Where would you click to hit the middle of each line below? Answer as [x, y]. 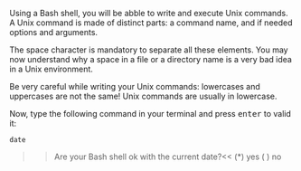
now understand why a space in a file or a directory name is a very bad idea [150, 59]
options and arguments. [53, 32]
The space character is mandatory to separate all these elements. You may [149, 50]
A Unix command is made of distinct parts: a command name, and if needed [151, 23]
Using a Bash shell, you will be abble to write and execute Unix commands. [149, 13]
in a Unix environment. [51, 69]
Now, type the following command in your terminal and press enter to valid [150, 114]
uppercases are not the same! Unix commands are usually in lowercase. [143, 96]
